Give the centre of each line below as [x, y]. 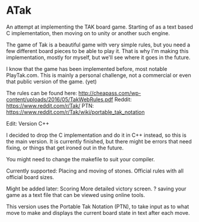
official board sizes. [30, 177]
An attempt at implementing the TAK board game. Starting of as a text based [99, 27]
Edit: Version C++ [28, 123]
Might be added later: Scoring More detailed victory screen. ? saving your [96, 189]
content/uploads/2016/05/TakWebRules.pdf [60, 99]
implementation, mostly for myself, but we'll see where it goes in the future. [98, 57]
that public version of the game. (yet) [51, 82]
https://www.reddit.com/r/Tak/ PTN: [50, 105]
